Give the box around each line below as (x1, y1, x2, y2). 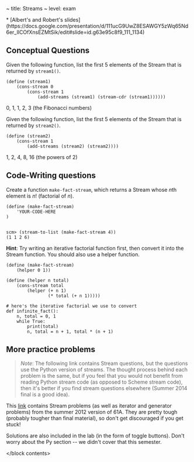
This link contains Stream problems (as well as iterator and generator (6, 402, 172, 409)
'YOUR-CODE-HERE (16, 209, 57, 215)
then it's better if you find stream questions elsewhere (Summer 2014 (20, 385, 188, 392)
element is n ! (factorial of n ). (6, 192, 74, 199)
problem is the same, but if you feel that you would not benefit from (20, 373, 183, 380)
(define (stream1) (6, 78, 51, 84)
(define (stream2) (6, 133, 51, 139)
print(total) (27, 323, 59, 329)
